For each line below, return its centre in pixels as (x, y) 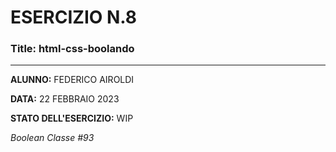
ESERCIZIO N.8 (74, 17)
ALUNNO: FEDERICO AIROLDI (72, 80)
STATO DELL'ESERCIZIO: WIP (72, 118)
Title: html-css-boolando (72, 49)
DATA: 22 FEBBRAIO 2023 (65, 99)
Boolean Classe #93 (52, 138)
